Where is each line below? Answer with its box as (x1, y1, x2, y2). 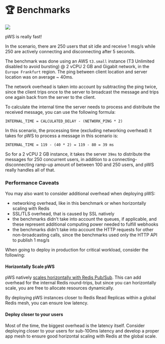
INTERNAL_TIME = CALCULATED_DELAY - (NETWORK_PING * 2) (5, 118, 123, 124)
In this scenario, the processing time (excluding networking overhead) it (5, 127, 152, 133)
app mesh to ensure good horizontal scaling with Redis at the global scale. (5, 333, 157, 339)
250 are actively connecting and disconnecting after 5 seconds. (5, 48, 136, 54)
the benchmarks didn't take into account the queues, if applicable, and (12, 216, 157, 222)
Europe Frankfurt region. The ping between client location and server (5, 69, 148, 75)
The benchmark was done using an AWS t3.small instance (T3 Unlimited (5, 58, 155, 64)
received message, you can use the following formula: (5, 109, 116, 115)
